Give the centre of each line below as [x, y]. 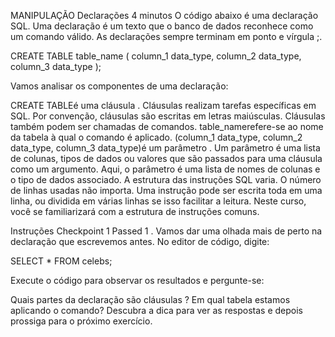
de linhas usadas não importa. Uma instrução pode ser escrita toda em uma [166, 190]
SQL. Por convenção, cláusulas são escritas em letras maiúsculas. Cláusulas [168, 116]
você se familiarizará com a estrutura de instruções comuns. [135, 211]
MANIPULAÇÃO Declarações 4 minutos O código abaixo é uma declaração [164, 15]
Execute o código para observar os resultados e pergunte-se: [137, 280]
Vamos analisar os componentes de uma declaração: [119, 86]
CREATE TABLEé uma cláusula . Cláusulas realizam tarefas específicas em [163, 105]
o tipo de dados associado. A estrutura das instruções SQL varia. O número [166, 179]
